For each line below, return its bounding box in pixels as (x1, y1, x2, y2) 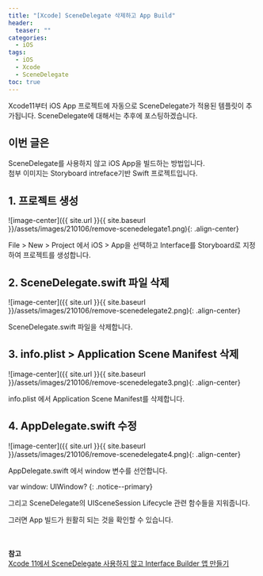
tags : (8, 48, 26, 56)
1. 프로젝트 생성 (8, 194, 79, 207)
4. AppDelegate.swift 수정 (8, 420, 137, 433)
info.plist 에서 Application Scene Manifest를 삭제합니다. (8, 394, 185, 403)
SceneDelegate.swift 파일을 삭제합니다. (8, 322, 133, 332)
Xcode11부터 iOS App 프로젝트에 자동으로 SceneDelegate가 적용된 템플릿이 (8, 101, 244, 110)
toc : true (8, 78, 41, 86)
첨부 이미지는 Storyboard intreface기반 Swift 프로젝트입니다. (8, 168, 198, 179)
